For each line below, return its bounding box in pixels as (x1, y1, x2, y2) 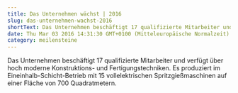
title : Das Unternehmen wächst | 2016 (7, 10, 122, 18)
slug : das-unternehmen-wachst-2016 (7, 17, 113, 24)
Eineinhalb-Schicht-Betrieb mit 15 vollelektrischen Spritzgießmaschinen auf (7, 72, 227, 80)
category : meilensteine (7, 37, 78, 44)
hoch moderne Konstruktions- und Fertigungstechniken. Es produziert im (7, 64, 221, 72)
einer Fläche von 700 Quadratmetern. (7, 79, 117, 87)
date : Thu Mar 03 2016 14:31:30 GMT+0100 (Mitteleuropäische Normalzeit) (7, 30, 230, 38)
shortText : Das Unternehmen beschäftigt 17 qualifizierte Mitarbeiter (7, 23, 220, 31)
